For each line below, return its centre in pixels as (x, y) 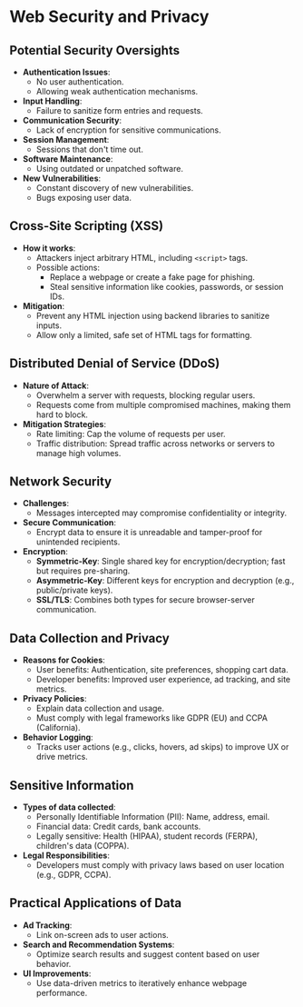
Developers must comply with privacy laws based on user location (160, 865)
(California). (58, 728)
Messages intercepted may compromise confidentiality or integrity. (161, 513)
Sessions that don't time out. (89, 149)
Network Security (60, 482)
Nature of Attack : (55, 385)
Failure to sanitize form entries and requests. (120, 110)
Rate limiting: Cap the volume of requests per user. (131, 434)
